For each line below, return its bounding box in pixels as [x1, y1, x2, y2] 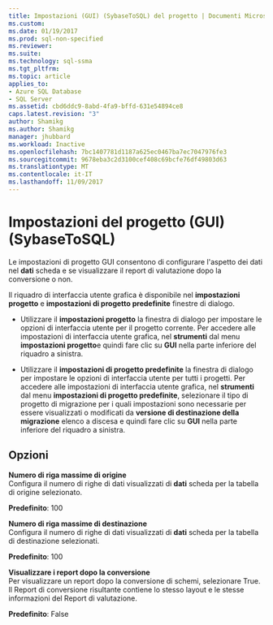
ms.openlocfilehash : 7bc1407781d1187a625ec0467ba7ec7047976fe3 [8, 148, 227, 156]
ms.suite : [8, 50, 42, 58]
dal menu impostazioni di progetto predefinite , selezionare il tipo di [19, 390, 249, 400]
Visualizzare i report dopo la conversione [8, 567, 150, 577]
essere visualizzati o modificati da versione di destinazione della [19, 407, 240, 417]
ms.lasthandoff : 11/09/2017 [8, 178, 104, 187]
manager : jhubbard [8, 132, 71, 140]
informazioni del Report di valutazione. [8, 593, 138, 603]
